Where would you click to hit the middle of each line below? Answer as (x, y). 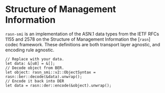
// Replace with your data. (35, 59)
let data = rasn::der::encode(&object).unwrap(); (59, 85)
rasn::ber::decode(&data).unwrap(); (44, 76)
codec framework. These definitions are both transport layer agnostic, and (83, 44)
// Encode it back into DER (35, 81)
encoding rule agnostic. (30, 50)
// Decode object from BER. (35, 68)
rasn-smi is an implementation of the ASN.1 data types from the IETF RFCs (82, 34)
